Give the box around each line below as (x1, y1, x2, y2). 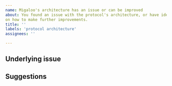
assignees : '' (5, 31, 36, 36)
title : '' (5, 21, 27, 27)
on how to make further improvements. (5, 17, 88, 22)
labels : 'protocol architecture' (5, 27, 77, 32)
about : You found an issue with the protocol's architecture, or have (5, 12, 159, 17)
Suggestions (5, 72, 47, 81)
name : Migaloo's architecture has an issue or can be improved (5, 7, 143, 13)
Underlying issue (5, 55, 61, 63)
